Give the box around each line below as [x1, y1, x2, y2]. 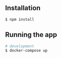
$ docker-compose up [5, 48, 48, 53]
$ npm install [5, 17, 35, 22]
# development [5, 44, 35, 49]
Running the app [5, 30, 57, 39]
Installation [5, 4, 41, 12]
